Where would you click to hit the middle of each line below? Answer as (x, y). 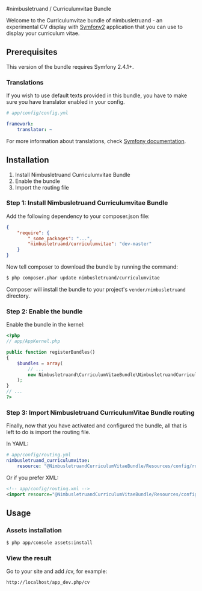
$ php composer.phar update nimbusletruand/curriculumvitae (83, 278)
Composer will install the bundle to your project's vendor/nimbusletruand (96, 289)
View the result (29, 558)
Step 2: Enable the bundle (44, 311)
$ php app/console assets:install (50, 543)
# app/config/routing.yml (38, 455)
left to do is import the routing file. (48, 432)
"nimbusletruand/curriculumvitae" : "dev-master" (90, 244)
